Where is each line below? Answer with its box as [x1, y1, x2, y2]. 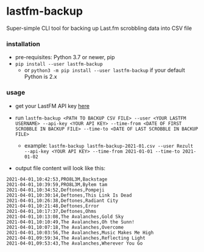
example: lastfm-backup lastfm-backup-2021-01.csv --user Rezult [24, 142, 194, 149]
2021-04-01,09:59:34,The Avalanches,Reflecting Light [6, 235, 146, 241]
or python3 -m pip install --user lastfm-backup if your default [24, 67, 185, 74]
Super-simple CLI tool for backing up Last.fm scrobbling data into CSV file [6, 24, 192, 32]
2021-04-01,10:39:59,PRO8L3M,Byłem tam [6, 181, 108, 187]
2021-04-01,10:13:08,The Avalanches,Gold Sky [6, 214, 124, 220]
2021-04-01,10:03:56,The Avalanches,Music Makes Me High [6, 229, 154, 236]
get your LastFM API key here [15, 102, 90, 109]
